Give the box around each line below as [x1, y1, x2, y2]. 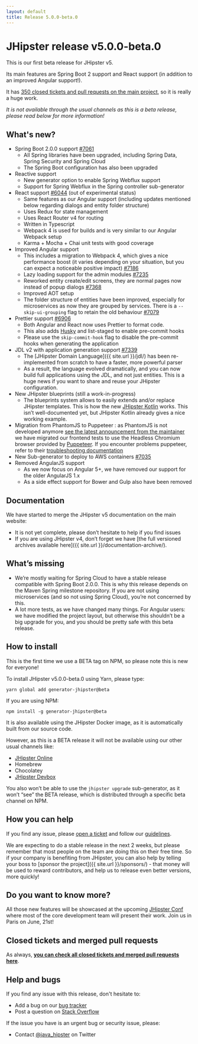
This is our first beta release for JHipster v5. [6, 59, 113, 66]
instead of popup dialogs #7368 [23, 283, 102, 290]
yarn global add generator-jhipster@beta [6, 687, 110, 693]
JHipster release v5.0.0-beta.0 [6, 40, 161, 53]
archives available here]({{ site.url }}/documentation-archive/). [14, 542, 167, 549]
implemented [23, 359, 56, 366]
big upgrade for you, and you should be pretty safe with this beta [14, 618, 173, 625]
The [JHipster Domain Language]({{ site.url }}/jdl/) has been [23, 353, 170, 360]
